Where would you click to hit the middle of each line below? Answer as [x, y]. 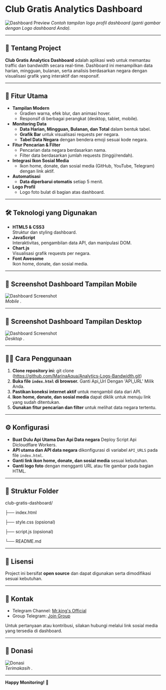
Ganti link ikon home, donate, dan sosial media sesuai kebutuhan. [80, 460]
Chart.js [21, 248]
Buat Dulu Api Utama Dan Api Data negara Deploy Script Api [74, 439]
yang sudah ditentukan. [36, 402]
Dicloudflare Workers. [34, 445]
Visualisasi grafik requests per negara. [51, 254]
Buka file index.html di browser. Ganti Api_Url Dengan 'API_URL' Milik [83, 381]
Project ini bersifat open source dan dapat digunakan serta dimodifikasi [78, 573]
